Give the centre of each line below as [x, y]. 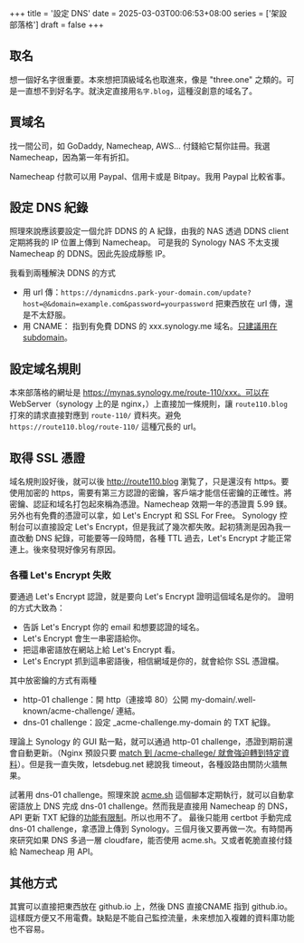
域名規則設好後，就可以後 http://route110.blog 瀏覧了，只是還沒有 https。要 [149, 481]
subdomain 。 [47, 337]
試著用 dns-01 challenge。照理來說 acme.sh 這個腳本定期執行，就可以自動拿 [152, 795]
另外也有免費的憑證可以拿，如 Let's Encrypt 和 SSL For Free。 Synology [143, 516]
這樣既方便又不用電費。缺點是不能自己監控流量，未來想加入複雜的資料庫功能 [152, 918]
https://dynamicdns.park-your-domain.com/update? [156, 293]
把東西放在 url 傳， [251, 304]
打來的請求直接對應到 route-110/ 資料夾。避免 [95, 415]
